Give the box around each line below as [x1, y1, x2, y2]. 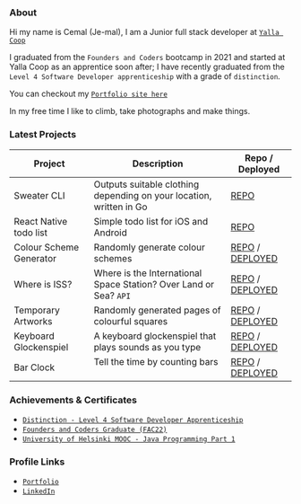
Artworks [13, 314, 53, 327]
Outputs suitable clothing [93, 178, 200, 190]
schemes [93, 252, 133, 264]
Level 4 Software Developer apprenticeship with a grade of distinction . [9, 71, 280, 82]
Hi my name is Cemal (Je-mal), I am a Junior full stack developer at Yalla [9, 27, 279, 38]
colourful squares [93, 314, 168, 327]
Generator [13, 252, 56, 264]
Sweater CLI [13, 189, 65, 201]
